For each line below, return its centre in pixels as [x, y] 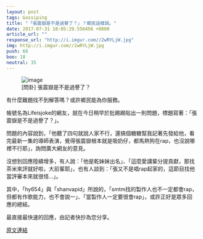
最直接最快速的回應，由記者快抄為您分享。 [59, 217]
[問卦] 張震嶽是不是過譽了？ [56, 87]
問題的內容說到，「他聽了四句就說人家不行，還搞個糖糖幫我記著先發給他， [98, 133]
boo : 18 [16, 57]
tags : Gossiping [27, 18]
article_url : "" [27, 34]
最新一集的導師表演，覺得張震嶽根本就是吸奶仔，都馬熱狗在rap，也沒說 [100, 140]
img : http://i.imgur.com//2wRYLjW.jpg [55, 46]
